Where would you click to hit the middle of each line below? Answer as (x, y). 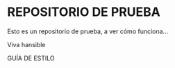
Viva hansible (26, 44)
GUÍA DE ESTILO (31, 58)
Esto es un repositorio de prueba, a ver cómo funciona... (88, 31)
